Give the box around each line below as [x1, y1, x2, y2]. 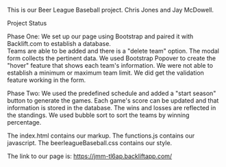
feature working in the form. [7, 76, 86, 84]
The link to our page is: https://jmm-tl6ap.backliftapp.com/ [7, 152, 173, 160]
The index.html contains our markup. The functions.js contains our [7, 131, 195, 140]
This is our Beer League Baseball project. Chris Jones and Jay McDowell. [7, 6, 214, 14]
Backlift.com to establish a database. [7, 40, 112, 47]
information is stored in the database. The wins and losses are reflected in [7, 104, 216, 112]
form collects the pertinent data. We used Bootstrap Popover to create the [7, 54, 216, 62]
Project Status [7, 19, 47, 27]
